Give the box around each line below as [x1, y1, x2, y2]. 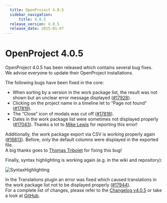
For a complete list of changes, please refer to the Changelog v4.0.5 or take [5, 187, 162, 193]
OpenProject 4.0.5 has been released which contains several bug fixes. [5, 64, 153, 71]
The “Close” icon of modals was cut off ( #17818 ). [12, 111, 114, 117]
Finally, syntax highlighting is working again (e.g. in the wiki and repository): [5, 157, 162, 163]
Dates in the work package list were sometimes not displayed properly [12, 116, 158, 122]
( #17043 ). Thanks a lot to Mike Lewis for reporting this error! [12, 121, 138, 127]
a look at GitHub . [5, 192, 40, 199]
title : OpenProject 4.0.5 [10, 7, 64, 13]
